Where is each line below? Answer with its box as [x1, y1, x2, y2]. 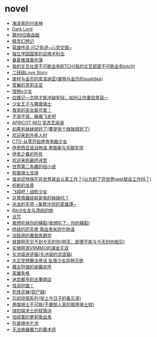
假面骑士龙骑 [11, 170, 38, 176]
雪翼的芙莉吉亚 [11, 82, 43, 88]
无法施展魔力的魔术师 [11, 326, 56, 332]
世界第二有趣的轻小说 [11, 163, 56, 170]
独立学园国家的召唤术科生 [11, 51, 65, 57]
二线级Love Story [11, 69, 48, 75]
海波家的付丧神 [11, 20, 43, 26]
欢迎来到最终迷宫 [11, 157, 47, 163]
